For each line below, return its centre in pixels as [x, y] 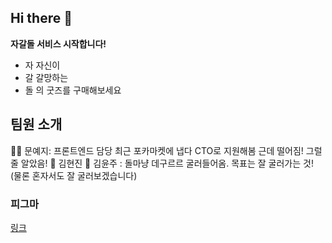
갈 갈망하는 [46, 77]
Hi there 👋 [41, 18]
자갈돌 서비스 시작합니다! [58, 43]
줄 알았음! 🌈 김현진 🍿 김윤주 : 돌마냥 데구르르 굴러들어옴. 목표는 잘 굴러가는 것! [162, 163]
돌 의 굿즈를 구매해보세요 [73, 90]
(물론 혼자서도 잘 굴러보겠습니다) [74, 175]
